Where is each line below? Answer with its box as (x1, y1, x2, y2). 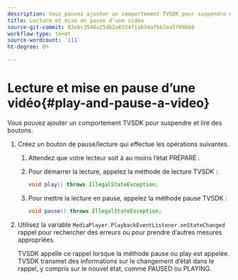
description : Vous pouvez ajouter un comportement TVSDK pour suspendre (7, 10, 227, 18)
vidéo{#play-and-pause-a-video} (7, 95, 210, 111)
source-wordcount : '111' (7, 37, 81, 44)
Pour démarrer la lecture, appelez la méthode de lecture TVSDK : (28, 167, 218, 176)
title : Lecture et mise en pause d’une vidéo (7, 17, 144, 24)
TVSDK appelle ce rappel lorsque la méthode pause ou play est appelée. (17, 249, 230, 257)
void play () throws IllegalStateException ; (28, 181, 159, 188)
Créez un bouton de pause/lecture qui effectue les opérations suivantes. (17, 140, 229, 148)
